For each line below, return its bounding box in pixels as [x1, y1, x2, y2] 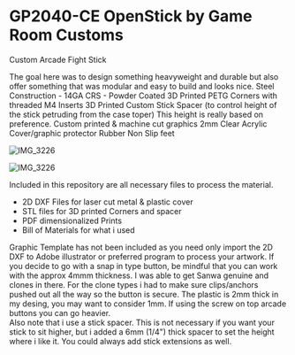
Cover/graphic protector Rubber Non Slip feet [9, 127, 175, 138]
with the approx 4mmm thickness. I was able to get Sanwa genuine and [9, 270, 269, 281]
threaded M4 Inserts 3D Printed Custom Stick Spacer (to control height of [9, 99, 277, 110]
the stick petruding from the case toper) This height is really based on [9, 109, 263, 120]
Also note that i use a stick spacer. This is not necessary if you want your [9, 317, 276, 328]
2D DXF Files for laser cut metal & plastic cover [21, 197, 193, 207]
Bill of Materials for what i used [21, 224, 135, 235]
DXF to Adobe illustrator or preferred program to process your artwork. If [9, 251, 275, 262]
